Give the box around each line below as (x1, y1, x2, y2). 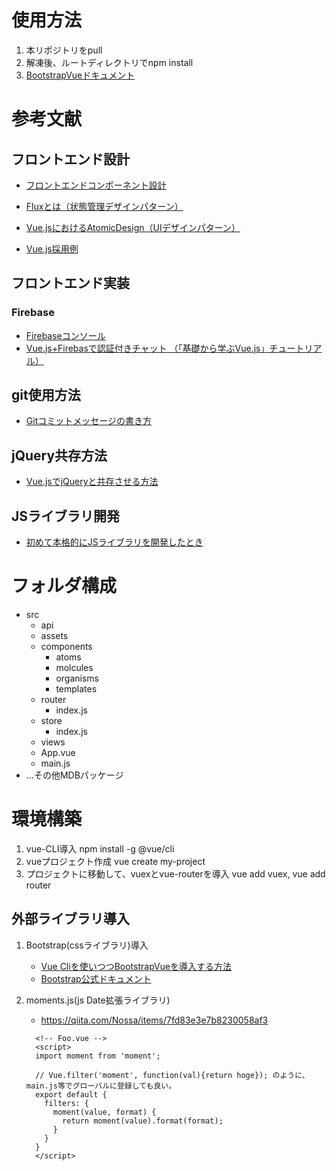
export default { (35, 1089, 108, 1100)
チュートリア (269, 342, 323, 354)
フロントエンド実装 (11, 275, 130, 292)
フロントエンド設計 (11, 151, 130, 168)
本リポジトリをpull (25, 44, 103, 56)
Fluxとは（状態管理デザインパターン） (25, 200, 184, 212)
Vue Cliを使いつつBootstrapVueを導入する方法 (40, 960, 233, 972)
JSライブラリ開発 (11, 507, 121, 525)
